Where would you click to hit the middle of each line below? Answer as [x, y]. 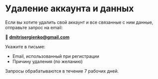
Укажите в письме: [25, 46]
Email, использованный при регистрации [56, 56]
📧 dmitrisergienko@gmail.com [37, 37]
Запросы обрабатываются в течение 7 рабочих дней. [62, 71]
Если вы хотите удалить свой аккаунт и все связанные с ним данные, [79, 22]
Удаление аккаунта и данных [70, 9]
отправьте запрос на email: [34, 27]
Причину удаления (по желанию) [47, 61]
